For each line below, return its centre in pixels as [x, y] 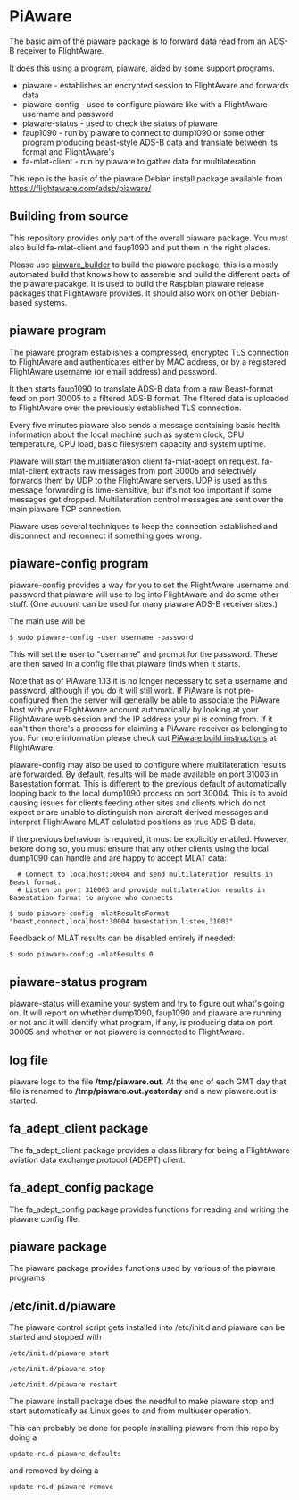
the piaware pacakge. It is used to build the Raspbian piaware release [137, 283]
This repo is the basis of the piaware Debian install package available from [146, 178]
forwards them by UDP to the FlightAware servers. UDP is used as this [138, 480]
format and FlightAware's [68, 152]
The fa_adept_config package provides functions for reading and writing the [149, 1209]
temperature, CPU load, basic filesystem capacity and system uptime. [137, 443]
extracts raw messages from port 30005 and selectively [154, 470]
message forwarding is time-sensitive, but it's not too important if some [141, 490]
